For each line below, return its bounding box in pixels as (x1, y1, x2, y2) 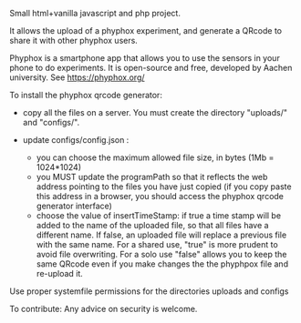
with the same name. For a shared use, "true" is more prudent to (36, 239, 278, 249)
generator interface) (36, 200, 112, 211)
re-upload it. (36, 268, 84, 278)
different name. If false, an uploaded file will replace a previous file (36, 229, 287, 240)
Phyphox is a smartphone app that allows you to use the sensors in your (9, 53, 280, 63)
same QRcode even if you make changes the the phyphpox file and (36, 258, 289, 269)
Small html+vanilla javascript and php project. (9, 8, 181, 18)
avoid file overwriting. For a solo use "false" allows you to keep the (36, 249, 287, 259)
